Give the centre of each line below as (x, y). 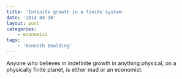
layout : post (23, 23)
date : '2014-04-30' (31, 18)
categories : (21, 29)
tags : (13, 40)
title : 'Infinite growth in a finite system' (65, 12)
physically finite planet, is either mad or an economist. (74, 69)
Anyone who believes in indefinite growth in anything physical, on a (91, 63)
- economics (32, 35)
